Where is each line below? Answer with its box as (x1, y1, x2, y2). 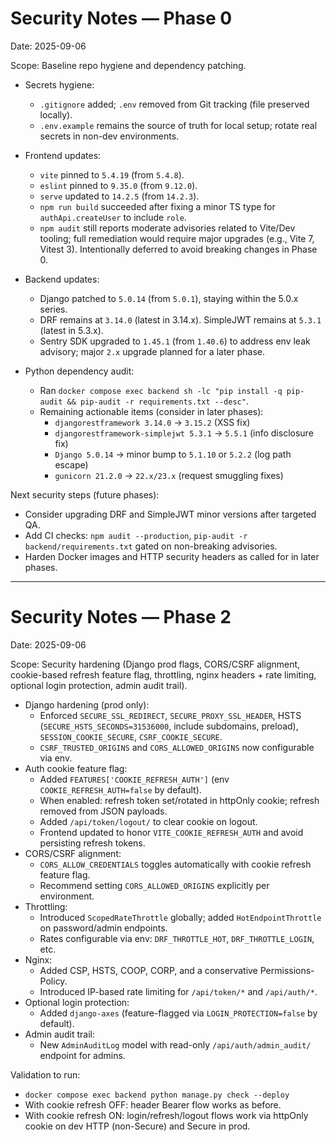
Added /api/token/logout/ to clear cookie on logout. (39, 815, 258, 827)
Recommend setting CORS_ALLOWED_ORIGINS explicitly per (39, 879, 270, 891)
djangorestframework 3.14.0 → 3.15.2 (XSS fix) (54, 416, 251, 428)
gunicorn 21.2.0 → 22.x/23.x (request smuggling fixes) (54, 469, 284, 481)
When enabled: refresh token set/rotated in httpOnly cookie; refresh (39, 794, 320, 806)
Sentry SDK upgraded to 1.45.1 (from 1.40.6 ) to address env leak (39, 335, 311, 347)
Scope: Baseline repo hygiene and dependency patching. (10, 59, 247, 71)
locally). (39, 108, 73, 121)
